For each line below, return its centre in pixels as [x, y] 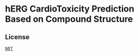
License [17, 37]
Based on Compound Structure [69, 19]
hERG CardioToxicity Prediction [70, 9]
